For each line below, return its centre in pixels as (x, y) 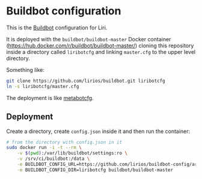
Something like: (26, 69)
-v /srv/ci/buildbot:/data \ (54, 159)
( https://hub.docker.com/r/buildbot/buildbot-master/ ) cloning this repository (100, 45)
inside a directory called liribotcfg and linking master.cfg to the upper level (101, 51)
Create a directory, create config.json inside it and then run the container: (98, 131)
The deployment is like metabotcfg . (50, 98)
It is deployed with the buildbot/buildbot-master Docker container (89, 39)
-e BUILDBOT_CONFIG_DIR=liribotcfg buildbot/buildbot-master (95, 170)
